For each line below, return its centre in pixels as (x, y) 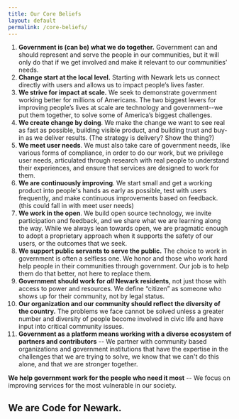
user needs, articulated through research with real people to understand (124, 160)
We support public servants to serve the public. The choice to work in (123, 251)
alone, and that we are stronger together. (78, 364)
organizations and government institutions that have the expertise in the (123, 349)
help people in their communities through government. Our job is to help (124, 266)
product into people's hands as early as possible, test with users (112, 191)
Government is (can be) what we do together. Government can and (118, 48)
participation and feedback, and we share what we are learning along (119, 221)
